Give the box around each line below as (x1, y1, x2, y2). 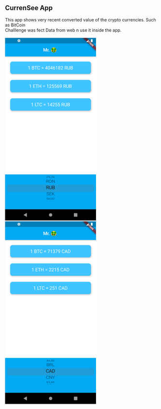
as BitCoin (5, 22, 26, 28)
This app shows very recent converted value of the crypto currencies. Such (5, 17, 156, 22)
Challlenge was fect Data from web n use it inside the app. (5, 27, 122, 33)
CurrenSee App (5, 4, 53, 12)
